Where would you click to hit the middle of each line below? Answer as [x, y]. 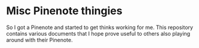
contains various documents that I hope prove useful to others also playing [98, 33]
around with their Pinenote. [39, 40]
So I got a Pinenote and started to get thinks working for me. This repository [99, 27]
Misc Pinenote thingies [64, 11]
